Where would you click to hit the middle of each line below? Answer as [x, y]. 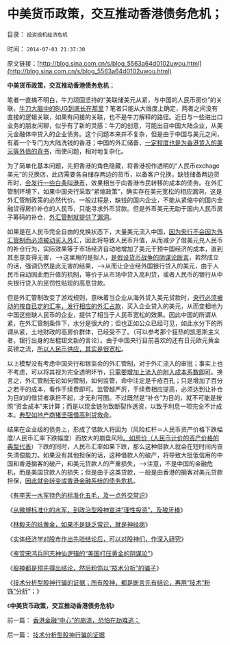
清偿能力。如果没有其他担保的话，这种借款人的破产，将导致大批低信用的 [115, 455]
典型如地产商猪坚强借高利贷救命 [64, 414]
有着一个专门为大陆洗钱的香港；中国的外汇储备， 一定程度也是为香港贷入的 [112, 142]
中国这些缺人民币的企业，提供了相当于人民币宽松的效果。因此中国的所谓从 [112, 314]
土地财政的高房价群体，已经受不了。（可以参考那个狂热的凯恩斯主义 [125, 331]
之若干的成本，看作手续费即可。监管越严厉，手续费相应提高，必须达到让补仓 [115, 389]
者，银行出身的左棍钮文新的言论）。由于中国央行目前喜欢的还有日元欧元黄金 [114, 340]
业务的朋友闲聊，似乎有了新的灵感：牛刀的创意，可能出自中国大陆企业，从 [112, 125]
